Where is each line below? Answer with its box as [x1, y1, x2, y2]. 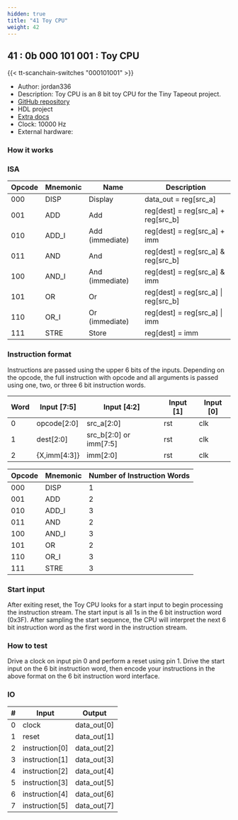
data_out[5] [75, 777, 115, 787]
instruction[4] [22, 789, 69, 799]
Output [82, 708, 107, 718]
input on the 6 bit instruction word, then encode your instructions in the [7, 664, 215, 673]
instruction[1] [22, 754, 69, 764]
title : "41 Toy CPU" [7, 17, 69, 24]
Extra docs [17, 113, 50, 121]
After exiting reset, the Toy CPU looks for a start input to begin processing [7, 600, 223, 609]
